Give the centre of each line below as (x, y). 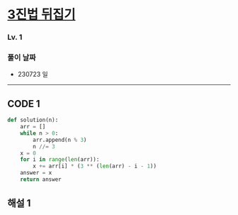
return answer (41, 180)
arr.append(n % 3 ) (60, 140)
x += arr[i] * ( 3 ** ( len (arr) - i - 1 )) (95, 166)
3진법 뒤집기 (41, 15)
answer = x (36, 173)
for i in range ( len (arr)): (60, 160)
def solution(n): (33, 120)
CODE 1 (24, 104)
